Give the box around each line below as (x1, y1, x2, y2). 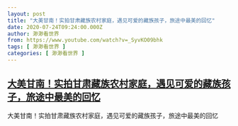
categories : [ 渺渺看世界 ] (7, 50, 85, 57)
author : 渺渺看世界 (7, 30, 59, 38)
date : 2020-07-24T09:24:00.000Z (7, 23, 103, 30)
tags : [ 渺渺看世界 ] (7, 43, 66, 50)
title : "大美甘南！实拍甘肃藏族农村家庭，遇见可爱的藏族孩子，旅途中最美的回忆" (7, 17, 215, 24)
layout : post (7, 10, 46, 18)
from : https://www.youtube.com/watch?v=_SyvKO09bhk (7, 37, 163, 44)
